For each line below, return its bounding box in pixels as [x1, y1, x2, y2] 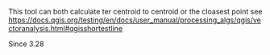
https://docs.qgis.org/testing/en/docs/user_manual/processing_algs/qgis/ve [8, 15, 262, 25]
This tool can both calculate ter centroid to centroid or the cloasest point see [8, 7, 263, 16]
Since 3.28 [8, 39, 44, 49]
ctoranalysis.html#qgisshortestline [8, 24, 123, 33]
